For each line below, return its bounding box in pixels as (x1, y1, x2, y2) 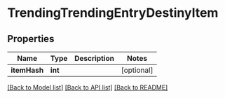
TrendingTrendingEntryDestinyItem (7, 5, 219, 21)
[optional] (121, 65, 154, 75)
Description (74, 54, 114, 63)
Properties (7, 33, 55, 45)
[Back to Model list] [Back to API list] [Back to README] (7, 83, 168, 92)
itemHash (11, 65, 44, 75)
